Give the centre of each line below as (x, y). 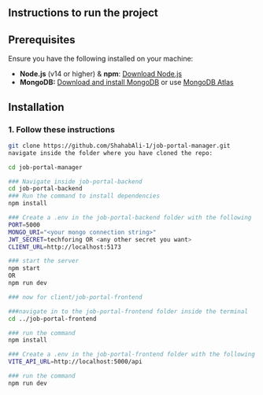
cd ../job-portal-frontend (52, 319)
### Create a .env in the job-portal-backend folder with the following (130, 218)
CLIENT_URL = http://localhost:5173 (65, 247)
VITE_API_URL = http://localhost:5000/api (76, 362)
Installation (36, 107)
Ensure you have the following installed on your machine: (101, 59)
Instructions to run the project (83, 13)
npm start (24, 268)
